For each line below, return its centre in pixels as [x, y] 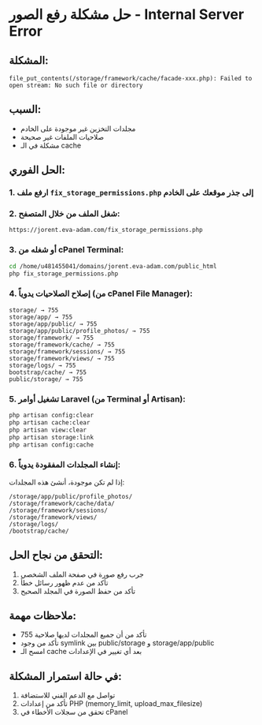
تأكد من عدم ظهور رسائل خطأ [64, 582]
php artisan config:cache [51, 445]
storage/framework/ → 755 [51, 338]
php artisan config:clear [51, 416]
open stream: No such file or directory [76, 85]
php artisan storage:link [51, 437]
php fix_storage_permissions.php [64, 274]
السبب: [25, 109]
